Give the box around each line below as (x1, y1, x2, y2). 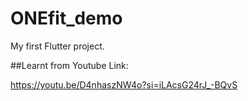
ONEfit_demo (10, 7, 123, 30)
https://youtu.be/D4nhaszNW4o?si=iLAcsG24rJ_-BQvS (10, 78, 238, 91)
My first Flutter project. (10, 40, 105, 52)
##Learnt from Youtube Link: (10, 59, 129, 71)
